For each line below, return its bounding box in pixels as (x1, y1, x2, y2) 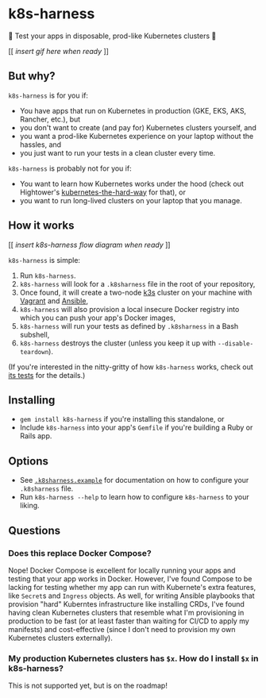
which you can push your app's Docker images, (19, 313, 176, 322)
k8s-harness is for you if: (8, 91, 89, 100)
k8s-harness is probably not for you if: (8, 164, 133, 173)
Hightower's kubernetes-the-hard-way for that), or (19, 187, 187, 197)
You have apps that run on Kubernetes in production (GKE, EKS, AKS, (19, 106, 247, 115)
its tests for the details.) (8, 370, 86, 380)
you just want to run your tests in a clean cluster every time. (19, 148, 216, 157)
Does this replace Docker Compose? (8, 547, 152, 558)
